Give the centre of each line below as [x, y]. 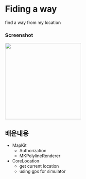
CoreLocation [26, 161]
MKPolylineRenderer [40, 156]
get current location [39, 166]
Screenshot [19, 35]
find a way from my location [33, 22]
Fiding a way [31, 9]
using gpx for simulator [42, 171]
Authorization [33, 151]
